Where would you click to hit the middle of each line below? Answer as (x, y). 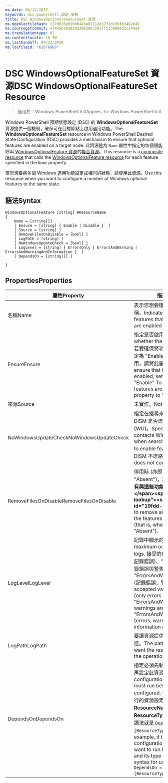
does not (144, 463)
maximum (145, 547)
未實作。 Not (148, 404)
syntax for (146, 762)
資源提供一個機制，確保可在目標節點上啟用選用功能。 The (64, 128)
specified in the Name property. (36, 162)
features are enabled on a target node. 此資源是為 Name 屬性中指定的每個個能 (84, 145)
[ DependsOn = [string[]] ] (43, 256)
